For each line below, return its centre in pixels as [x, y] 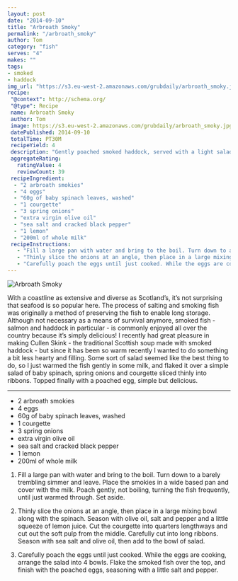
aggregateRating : [36, 159]
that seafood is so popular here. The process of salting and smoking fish [113, 305]
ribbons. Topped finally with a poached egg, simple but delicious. [103, 380]
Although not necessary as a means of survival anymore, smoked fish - [112, 320]
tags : [15, 67]
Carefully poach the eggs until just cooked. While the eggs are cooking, [122, 554]
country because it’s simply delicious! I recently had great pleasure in [108, 335]
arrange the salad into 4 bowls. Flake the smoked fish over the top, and [121, 562]
